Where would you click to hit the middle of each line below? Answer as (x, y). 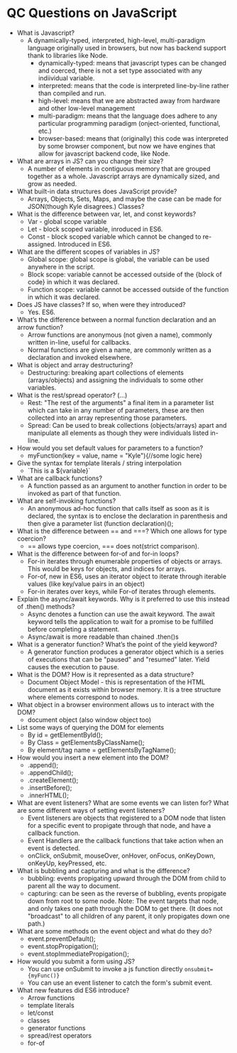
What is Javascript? (46, 33)
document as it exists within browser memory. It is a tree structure (124, 689)
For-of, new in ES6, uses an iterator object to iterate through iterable (127, 576)
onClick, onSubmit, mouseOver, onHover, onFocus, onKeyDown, (121, 855)
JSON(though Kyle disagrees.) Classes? (86, 206)
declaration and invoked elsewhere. (79, 357)
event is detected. (54, 848)
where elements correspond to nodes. (83, 697)
